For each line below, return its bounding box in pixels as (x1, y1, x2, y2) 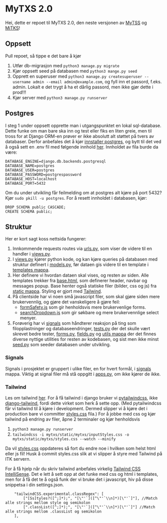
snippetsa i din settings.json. (5, 481, 64, 487)
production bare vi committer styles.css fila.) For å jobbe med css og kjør (5, 411, 156, 417)
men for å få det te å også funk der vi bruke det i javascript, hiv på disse (5, 476, 153, 482)
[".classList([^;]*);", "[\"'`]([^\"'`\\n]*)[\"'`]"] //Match (23, 504, 155, 509)
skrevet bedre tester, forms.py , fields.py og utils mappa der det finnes (12, 331, 156, 337)
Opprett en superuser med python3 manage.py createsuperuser (12, 73, 142, 79)
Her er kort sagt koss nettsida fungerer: (5, 236, 86, 242)
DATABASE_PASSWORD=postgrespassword (5, 172, 81, 177)
